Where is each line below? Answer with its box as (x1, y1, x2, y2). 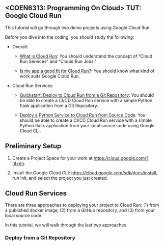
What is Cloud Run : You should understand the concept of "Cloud (19, 53, 153, 59)
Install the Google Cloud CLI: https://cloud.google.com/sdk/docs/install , (12, 169, 158, 176)
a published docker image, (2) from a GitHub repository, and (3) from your (5, 207, 155, 213)
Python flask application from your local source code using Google (19, 122, 155, 128)
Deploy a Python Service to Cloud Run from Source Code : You (19, 112, 146, 118)
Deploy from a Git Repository (5, 234, 76, 241)
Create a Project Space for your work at (12, 155, 93, 161)
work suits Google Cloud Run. (19, 73, 80, 79)
